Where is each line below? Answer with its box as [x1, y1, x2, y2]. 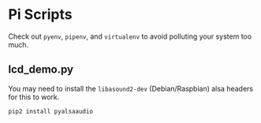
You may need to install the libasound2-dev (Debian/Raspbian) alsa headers [8, 84, 254, 93]
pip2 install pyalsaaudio [8, 107, 93, 115]
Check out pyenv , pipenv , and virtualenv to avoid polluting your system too [8, 32, 252, 41]
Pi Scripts [8, 6, 73, 24]
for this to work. [8, 92, 60, 102]
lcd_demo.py [8, 63, 73, 76]
